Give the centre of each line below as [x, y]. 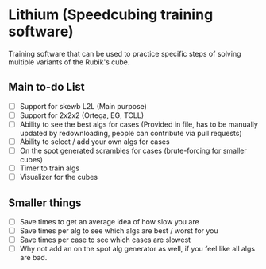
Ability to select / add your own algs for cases [94, 142]
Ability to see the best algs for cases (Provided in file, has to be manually [139, 124]
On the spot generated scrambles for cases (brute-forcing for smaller [133, 150]
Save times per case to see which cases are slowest [105, 240]
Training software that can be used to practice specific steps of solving [125, 53]
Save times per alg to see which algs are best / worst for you [119, 231]
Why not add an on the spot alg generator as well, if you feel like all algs [137, 249]
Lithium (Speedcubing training [111, 15]
